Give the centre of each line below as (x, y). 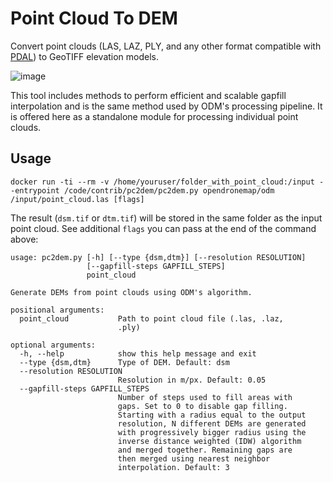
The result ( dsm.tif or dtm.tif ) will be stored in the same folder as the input (166, 218)
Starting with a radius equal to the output (212, 415)
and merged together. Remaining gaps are (205, 450)
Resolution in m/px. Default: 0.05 (192, 380)
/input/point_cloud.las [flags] (77, 199)
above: (24, 239)
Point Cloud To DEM (94, 18)
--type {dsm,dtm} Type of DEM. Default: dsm (124, 362)
